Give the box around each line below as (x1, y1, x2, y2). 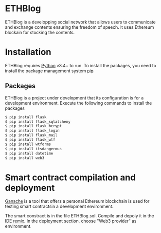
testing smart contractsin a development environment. (5, 203, 114, 210)
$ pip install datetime (5, 151, 54, 156)
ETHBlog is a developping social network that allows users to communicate (5, 19, 156, 25)
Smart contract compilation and (5, 172, 136, 183)
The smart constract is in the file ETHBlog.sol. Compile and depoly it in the (5, 213, 154, 219)
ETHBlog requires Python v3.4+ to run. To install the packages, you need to (5, 62, 157, 68)
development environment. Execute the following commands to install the (5, 100, 152, 106)
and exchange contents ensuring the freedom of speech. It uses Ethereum (5, 24, 154, 30)
